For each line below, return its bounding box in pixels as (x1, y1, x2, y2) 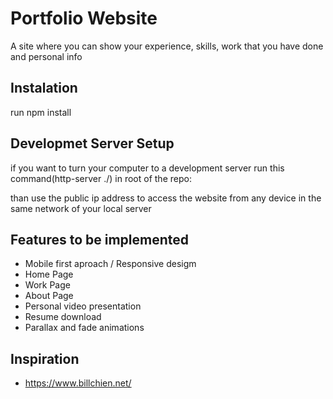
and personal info (10, 50, 83, 62)
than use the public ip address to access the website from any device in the (10, 192, 322, 204)
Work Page (24, 279, 71, 291)
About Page (24, 290, 74, 302)
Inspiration (10, 350, 80, 367)
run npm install (10, 106, 72, 118)
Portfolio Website (10, 7, 158, 30)
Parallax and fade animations (24, 322, 145, 334)
